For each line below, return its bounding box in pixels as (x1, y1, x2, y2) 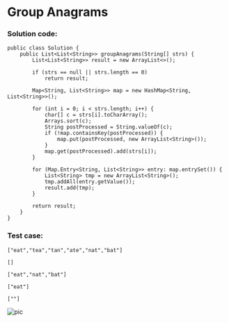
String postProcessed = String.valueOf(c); (44, 124, 173, 131)
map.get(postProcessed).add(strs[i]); (44, 148, 157, 155)
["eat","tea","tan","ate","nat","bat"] (7, 247, 123, 254)
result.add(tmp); (44, 185, 95, 192)
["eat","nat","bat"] (7, 271, 68, 278)
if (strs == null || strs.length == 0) (32, 69, 148, 76)
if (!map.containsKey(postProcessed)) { (44, 130, 164, 137)
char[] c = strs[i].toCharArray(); (44, 112, 148, 119)
